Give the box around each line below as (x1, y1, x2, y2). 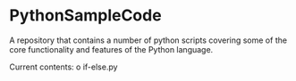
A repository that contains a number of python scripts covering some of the (9, 35, 288, 45)
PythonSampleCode (9, 5, 163, 26)
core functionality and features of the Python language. (9, 44, 214, 54)
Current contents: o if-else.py (9, 61, 118, 72)
